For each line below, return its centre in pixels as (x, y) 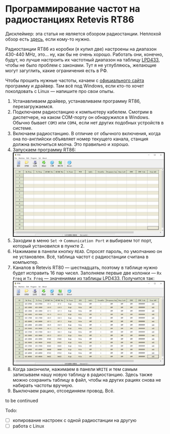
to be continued (22, 400)
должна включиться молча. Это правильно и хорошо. (71, 144)
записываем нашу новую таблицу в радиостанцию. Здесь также (82, 375)
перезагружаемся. (33, 106)
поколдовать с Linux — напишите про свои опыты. (60, 91)
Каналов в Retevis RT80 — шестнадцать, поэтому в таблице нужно (85, 268)
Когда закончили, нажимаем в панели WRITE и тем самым (75, 369)
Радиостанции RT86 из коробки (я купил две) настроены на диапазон (81, 49)
